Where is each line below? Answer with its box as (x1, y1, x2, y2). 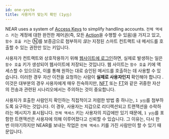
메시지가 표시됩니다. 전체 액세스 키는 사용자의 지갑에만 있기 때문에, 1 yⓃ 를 (14, 109, 159, 115)
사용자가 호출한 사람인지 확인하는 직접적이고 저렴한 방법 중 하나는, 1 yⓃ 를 (5, 97, 150, 103)
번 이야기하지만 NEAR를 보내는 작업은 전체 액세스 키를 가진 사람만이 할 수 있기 (5, 122, 156, 128)
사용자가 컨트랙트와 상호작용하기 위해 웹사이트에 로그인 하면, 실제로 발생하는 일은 (5, 55, 163, 61)
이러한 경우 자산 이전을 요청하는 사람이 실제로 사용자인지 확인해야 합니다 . (20, 74, 164, 80)
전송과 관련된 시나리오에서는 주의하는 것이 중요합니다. (10, 86, 116, 92)
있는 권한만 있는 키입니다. (20, 44, 70, 50)
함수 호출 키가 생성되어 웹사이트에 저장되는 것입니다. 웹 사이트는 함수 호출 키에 (5, 61, 156, 67)
